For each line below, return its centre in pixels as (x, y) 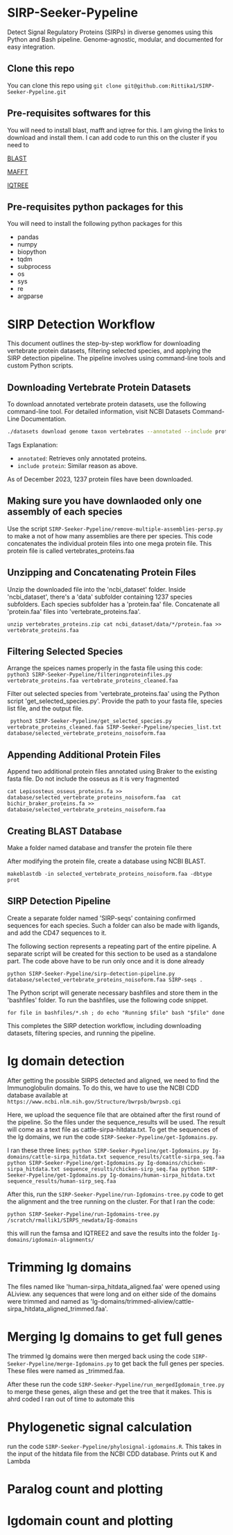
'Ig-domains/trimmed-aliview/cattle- (142, 1301)
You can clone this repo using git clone (64, 85)
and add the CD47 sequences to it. (57, 933)
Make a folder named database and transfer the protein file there (100, 848)
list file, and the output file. (45, 708)
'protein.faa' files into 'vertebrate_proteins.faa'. (74, 611)
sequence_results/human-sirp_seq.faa (62, 1181)
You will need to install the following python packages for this (95, 224)
